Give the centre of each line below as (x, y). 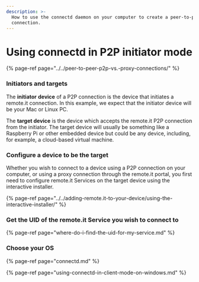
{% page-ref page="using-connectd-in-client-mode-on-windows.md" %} (96, 273)
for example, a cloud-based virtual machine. (60, 139)
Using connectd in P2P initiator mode (99, 52)
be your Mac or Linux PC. (37, 109)
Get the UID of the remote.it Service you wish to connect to (92, 220)
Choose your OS (30, 248)
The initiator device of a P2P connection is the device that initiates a (90, 97)
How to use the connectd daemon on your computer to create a (90, 17)
